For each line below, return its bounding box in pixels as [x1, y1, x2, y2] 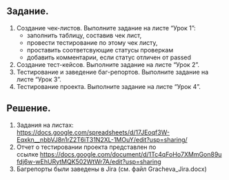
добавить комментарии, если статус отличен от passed [26, 53, 191, 61]
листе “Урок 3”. [16, 75, 61, 83]
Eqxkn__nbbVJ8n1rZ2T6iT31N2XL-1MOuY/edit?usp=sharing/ [16, 135, 188, 143]
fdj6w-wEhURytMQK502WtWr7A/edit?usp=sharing [16, 157, 161, 166]
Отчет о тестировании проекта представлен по [16, 143, 157, 151]
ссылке [16, 150, 39, 158]
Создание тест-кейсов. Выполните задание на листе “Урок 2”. [16, 60, 200, 68]
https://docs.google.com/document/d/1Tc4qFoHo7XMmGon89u [39, 150, 222, 158]
